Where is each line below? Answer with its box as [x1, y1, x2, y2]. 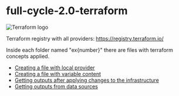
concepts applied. [6, 52, 50, 59]
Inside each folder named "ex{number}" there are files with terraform [6, 46, 173, 54]
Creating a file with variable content [14, 70, 101, 77]
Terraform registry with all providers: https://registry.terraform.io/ [6, 35, 164, 42]
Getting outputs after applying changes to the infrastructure [14, 77, 160, 84]
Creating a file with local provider [14, 64, 95, 71]
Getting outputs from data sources [14, 82, 98, 90]
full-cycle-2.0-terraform [6, 4, 128, 18]
